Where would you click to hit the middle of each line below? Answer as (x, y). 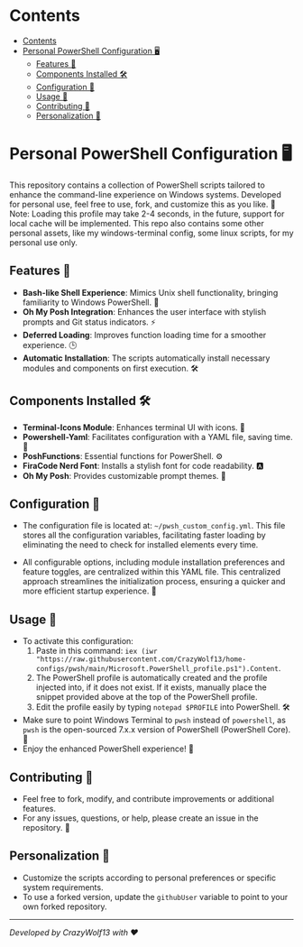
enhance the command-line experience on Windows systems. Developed (145, 194)
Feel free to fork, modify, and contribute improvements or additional (148, 798)
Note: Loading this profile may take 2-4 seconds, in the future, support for (147, 214)
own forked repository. (64, 906)
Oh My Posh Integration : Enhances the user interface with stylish (144, 311)
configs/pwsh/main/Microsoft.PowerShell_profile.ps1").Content (157, 669)
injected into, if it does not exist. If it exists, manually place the (151, 687)
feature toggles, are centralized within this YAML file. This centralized (151, 572)
